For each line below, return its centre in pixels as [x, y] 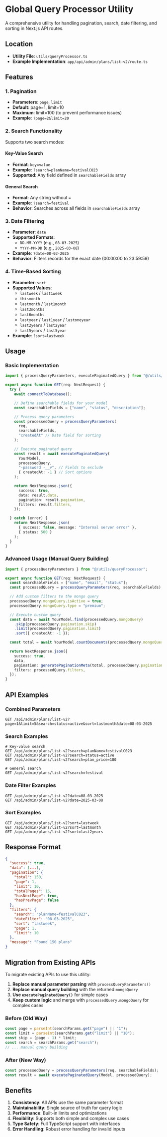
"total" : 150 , [29, 877]
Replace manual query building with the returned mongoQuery [75, 989]
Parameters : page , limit [37, 102]
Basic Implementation [32, 366]
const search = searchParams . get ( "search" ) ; [52, 1043]
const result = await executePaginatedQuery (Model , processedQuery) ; [79, 1075]
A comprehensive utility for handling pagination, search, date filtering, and [81, 23]
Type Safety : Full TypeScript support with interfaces [66, 1124]
